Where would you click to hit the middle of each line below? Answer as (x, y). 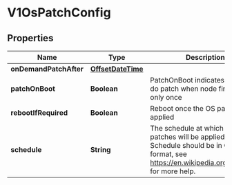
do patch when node (184, 89)
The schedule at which (187, 128)
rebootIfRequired (39, 113)
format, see (169, 154)
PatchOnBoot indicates (187, 80)
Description (205, 57)
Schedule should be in (186, 145)
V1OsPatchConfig (59, 13)
